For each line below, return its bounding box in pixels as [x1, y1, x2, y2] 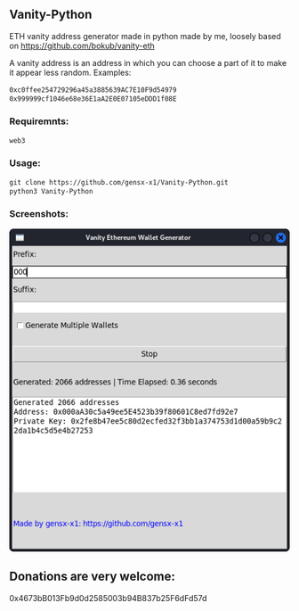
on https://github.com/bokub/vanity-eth [9, 40, 156, 51]
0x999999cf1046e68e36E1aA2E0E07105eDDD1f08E [9, 94, 177, 103]
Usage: [9, 157, 42, 169]
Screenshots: [9, 208, 69, 220]
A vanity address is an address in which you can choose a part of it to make [9, 57, 287, 68]
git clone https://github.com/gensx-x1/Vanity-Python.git [9, 178, 229, 187]
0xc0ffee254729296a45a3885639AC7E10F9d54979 [9, 85, 177, 95]
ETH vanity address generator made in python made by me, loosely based [9, 30, 282, 41]
